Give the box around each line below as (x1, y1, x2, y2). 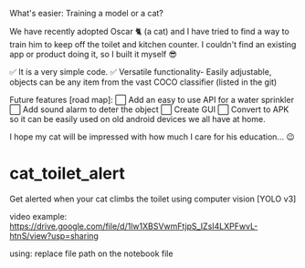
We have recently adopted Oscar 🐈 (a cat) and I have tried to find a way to (9, 26, 289, 36)
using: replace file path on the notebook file (9, 248, 174, 259)
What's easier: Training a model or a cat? (9, 8, 164, 18)
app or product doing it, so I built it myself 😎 (9, 49, 178, 59)
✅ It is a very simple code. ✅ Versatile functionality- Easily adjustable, (9, 67, 272, 77)
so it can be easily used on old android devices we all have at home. (9, 114, 267, 124)
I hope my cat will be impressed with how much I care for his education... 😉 (9, 131, 295, 142)
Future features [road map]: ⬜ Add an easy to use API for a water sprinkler (9, 95, 295, 105)
